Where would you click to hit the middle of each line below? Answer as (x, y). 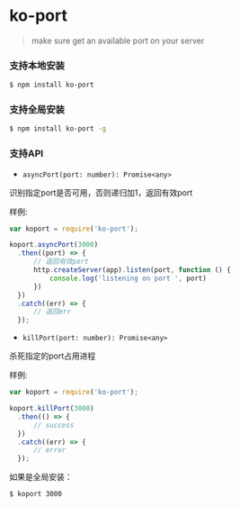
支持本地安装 (37, 66)
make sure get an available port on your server (118, 41)
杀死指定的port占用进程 (53, 356)
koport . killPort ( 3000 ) (52, 409)
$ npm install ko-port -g (58, 129)
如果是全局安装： (41, 477)
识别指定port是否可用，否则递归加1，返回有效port (101, 192)
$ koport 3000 (36, 494)
